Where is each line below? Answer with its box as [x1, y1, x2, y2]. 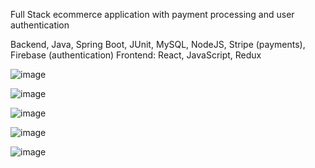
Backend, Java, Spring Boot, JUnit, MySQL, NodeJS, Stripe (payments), [10, 39, 306, 50]
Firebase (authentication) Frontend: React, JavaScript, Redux [10, 49, 262, 61]
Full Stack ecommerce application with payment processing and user [10, 9, 295, 20]
